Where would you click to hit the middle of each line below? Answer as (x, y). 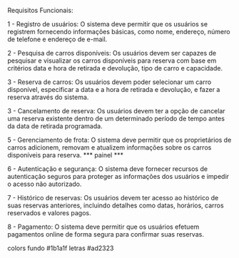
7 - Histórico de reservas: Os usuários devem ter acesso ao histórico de (113, 198)
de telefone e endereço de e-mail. (57, 39)
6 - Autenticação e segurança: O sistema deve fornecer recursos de (108, 169)
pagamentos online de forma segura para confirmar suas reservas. (106, 234)
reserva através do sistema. (48, 97)
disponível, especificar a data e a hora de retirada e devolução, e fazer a (114, 89)
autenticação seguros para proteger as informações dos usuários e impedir (118, 176)
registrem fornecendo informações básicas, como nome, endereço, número (119, 32)
